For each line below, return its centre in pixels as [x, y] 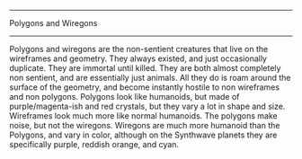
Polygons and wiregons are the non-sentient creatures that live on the [139, 49]
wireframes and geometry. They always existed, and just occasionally [138, 58]
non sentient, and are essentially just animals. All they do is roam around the [150, 78]
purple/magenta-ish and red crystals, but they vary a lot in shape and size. [147, 106]
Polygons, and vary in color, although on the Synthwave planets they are [143, 135]
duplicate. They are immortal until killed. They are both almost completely [145, 68]
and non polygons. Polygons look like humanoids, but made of [124, 97]
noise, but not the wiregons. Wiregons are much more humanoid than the [145, 125]
